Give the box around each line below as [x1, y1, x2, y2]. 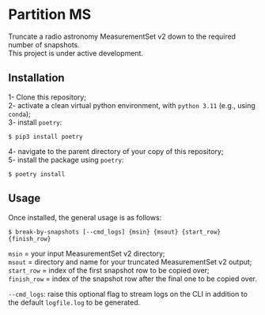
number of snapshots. [8, 39, 81, 49]
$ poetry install [8, 170, 66, 178]
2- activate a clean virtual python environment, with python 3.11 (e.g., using [8, 100, 256, 110]
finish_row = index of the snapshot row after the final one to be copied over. [8, 274, 258, 283]
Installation [8, 71, 65, 84]
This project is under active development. [8, 48, 144, 58]
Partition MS [8, 6, 92, 24]
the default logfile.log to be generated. [8, 298, 141, 307]
